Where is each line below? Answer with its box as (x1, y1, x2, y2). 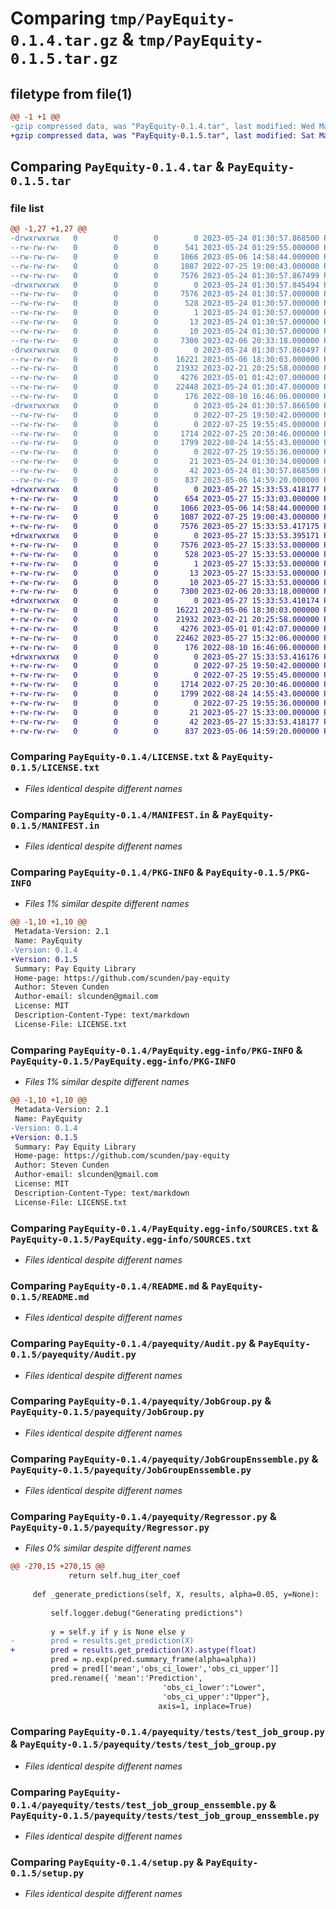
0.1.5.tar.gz (10, 50, 118, 69)
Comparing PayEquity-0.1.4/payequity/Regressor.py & (10, 1510, 277, 1524)
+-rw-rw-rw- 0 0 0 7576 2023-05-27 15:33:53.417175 (10, 522, 320, 532)
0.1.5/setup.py (10, 1867, 85, 1879)
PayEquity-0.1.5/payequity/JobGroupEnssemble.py (10, 1464, 252, 1476)
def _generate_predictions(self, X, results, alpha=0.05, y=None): (32, 1590, 320, 1600)
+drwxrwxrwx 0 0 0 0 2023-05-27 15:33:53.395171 (10, 531, 320, 541)
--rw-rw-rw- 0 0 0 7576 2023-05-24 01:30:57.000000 (10, 289, 320, 299)
